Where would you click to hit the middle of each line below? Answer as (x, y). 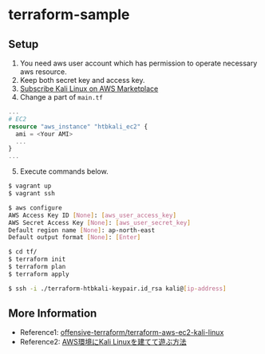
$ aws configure (35, 208)
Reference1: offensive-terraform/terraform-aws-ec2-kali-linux (122, 332)
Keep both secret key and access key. (82, 80)
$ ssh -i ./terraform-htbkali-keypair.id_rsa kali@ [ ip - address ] (117, 289)
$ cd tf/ (23, 252)
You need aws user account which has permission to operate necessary (138, 63)
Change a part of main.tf (61, 97)
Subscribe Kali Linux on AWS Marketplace (89, 88)
